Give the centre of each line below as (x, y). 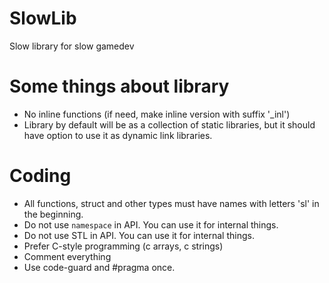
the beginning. (53, 214)
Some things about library (119, 86)
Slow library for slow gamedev (72, 46)
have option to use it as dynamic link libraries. (118, 135)
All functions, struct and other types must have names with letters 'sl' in (171, 203)
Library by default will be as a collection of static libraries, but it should (169, 124)
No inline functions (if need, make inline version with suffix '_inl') (157, 114)
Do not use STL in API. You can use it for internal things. (139, 235)
